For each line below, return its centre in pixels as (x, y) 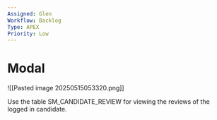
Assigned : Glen (30, 14)
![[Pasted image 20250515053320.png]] (66, 88)
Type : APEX (23, 27)
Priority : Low (28, 34)
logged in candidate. (37, 109)
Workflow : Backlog (34, 20)
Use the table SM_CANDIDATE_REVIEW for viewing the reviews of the (108, 102)
